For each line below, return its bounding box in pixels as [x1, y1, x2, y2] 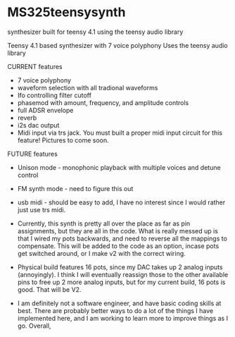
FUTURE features [7, 149, 58, 158]
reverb [17, 114, 37, 122]
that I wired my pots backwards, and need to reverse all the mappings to [17, 234, 227, 243]
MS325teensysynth [7, 4, 126, 20]
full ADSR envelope [17, 106, 74, 114]
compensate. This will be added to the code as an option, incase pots [17, 241, 220, 250]
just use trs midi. [17, 205, 65, 214]
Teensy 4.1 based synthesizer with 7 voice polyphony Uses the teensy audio [7, 41, 228, 49]
